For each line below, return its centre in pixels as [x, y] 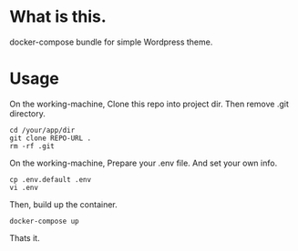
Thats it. [25, 237]
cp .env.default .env [51, 179]
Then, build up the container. [64, 204]
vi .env [24, 187]
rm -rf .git [32, 146]
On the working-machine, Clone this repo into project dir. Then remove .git [149, 104]
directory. [27, 113]
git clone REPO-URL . [51, 138]
